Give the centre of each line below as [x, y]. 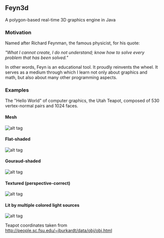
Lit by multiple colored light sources [42, 205]
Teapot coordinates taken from [36, 225]
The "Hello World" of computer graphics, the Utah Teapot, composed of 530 [82, 101]
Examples [17, 90]
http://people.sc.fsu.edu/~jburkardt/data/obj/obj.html [59, 231]
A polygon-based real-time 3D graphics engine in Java [60, 20]
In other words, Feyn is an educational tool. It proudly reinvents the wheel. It [82, 67]
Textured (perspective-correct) [38, 183]
